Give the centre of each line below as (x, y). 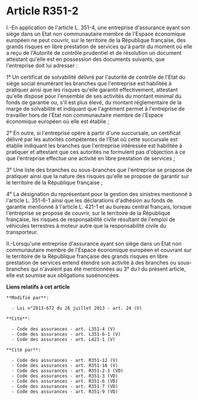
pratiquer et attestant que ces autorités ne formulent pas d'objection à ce (96, 152)
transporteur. (22, 232)
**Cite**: (18, 318)
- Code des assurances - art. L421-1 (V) (64, 339)
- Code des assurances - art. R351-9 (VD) (65, 392)
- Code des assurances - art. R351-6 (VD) (65, 381)
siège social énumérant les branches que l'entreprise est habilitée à (89, 83)
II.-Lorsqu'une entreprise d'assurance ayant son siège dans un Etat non (94, 243)
